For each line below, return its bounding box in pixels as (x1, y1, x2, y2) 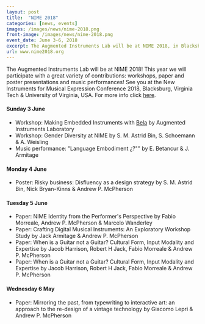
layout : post (6, 9, 40, 15)
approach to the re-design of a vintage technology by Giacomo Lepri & (15, 305, 193, 312)
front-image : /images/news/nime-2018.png (6, 32, 113, 38)
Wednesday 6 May (6, 285, 55, 292)
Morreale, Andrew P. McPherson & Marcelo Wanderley (15, 219, 153, 226)
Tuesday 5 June (6, 199, 48, 206)
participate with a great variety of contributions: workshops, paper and (6, 71, 184, 79)
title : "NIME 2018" (6, 15, 59, 21)
